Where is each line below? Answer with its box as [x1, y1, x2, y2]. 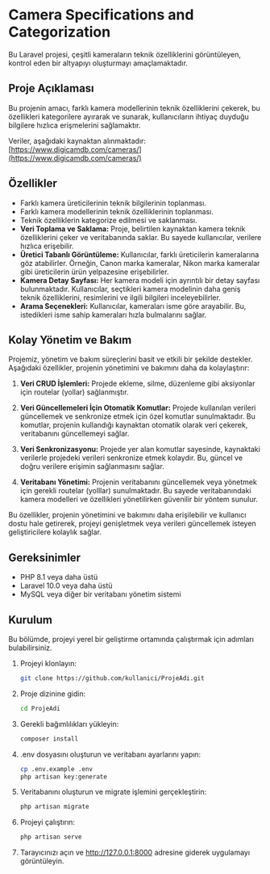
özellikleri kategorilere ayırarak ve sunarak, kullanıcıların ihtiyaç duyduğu [8, 112, 250, 121]
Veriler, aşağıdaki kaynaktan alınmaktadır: [8, 136, 147, 146]
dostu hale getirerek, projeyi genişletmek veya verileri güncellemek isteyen [8, 519, 256, 529]
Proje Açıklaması [8, 82, 94, 95]
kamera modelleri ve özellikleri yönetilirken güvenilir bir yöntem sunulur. [19, 495, 258, 505]
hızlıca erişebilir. [19, 241, 74, 251]
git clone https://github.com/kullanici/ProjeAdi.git [19, 674, 205, 682]
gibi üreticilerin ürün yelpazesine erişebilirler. [19, 267, 169, 277]
